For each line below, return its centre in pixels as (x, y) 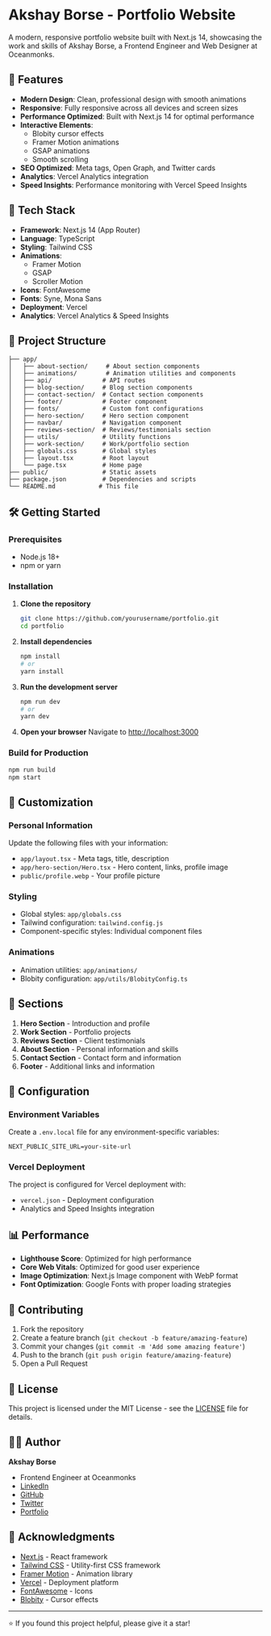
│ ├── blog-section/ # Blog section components (101, 388)
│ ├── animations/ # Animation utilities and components (122, 374)
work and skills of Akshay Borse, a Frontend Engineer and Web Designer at (133, 45)
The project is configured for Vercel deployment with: (97, 1185)
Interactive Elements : (56, 125)
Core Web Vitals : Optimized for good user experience (110, 1267)
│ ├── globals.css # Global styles (83, 451)
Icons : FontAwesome (55, 290)
